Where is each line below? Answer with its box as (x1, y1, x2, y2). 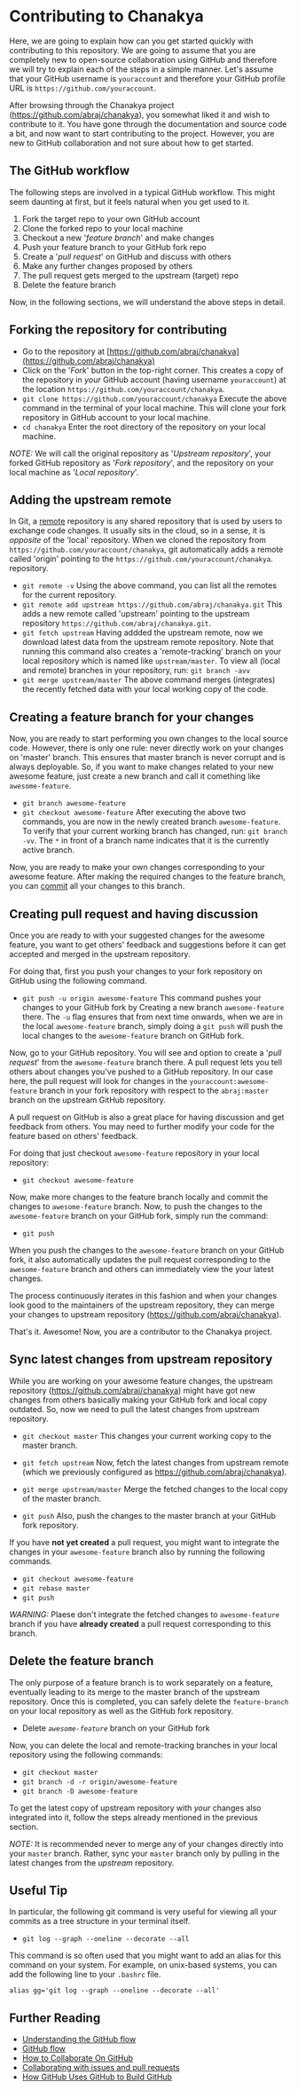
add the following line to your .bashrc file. (9, 1969, 161, 1980)
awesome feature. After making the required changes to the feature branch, (9, 871, 286, 882)
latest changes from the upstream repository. (9, 1857, 175, 1868)
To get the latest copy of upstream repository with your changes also (9, 1803, 262, 1813)
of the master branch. (21, 1493, 102, 1504)
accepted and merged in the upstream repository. (9, 949, 191, 959)
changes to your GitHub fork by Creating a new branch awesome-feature (21, 1002, 285, 1012)
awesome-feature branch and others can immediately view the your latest (9, 1264, 274, 1274)
